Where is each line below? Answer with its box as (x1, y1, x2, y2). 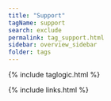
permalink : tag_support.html (8, 33, 105, 42)
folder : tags (8, 48, 52, 56)
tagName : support (8, 19, 66, 27)
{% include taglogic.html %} (8, 70, 101, 79)
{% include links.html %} (8, 85, 89, 95)
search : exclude (8, 26, 62, 34)
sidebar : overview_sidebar (8, 41, 98, 49)
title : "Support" (8, 11, 66, 20)
